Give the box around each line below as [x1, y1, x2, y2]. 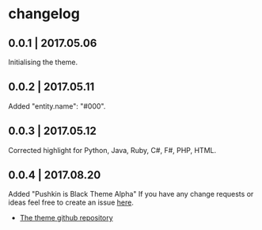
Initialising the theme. [8, 57, 78, 67]
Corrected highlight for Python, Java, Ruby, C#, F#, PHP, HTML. [8, 145, 216, 155]
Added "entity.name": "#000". [8, 101, 106, 111]
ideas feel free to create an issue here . [8, 197, 135, 207]
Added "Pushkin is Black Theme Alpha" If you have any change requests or [8, 190, 254, 199]
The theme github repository [19, 213, 113, 223]
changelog [8, 5, 81, 23]
